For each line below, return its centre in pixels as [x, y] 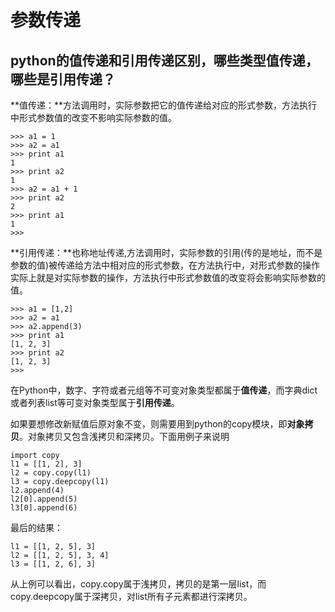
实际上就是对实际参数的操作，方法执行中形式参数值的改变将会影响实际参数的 [168, 277]
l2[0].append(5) [44, 499]
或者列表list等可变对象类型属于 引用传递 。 [95, 402]
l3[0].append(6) [44, 508]
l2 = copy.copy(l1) [51, 473]
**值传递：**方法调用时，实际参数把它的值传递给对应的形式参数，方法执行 [164, 105]
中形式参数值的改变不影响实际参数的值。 [93, 117]
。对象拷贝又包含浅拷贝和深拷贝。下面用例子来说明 [124, 436]
